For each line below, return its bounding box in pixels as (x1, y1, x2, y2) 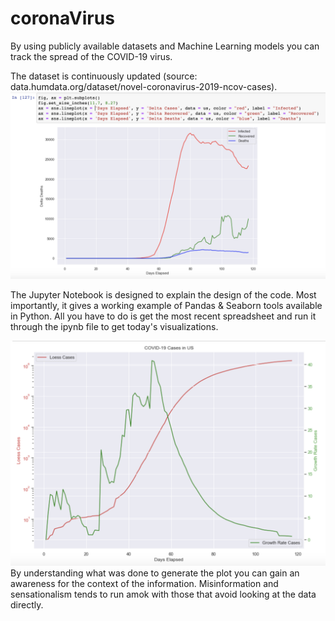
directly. (10, 599, 44, 611)
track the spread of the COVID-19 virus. (10, 50, 173, 62)
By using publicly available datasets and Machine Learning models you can (10, 40, 320, 52)
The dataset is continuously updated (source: (10, 70, 198, 82)
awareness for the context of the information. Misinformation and (10, 578, 279, 590)
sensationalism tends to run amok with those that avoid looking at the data (10, 588, 317, 601)
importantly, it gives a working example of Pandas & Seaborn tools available (10, 300, 323, 312)
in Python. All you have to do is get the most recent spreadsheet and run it (10, 310, 317, 322)
